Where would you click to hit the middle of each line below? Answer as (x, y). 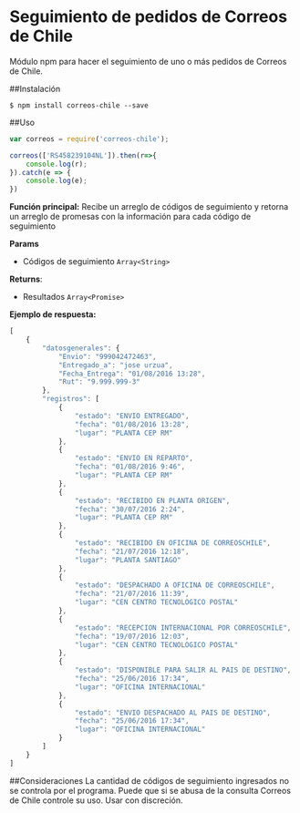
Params (24, 244)
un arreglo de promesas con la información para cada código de (130, 217)
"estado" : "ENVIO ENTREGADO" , (132, 416)
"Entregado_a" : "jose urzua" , (115, 365)
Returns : (26, 279)
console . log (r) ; (57, 164)
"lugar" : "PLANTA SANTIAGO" (128, 560)
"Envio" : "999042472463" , (107, 356)
